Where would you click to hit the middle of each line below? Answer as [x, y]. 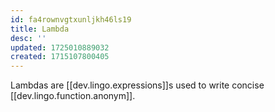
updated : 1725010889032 [60, 47]
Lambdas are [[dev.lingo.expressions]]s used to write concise [137, 85]
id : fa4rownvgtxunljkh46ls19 [71, 19]
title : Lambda [40, 29]
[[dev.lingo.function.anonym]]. [73, 96]
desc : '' [28, 38]
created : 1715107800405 [60, 57]
